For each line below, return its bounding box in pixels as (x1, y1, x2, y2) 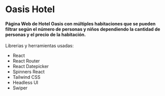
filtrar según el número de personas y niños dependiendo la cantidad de (5, 26, 160, 32)
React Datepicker (12, 63, 49, 70)
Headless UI (12, 80, 39, 86)
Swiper (12, 85, 28, 91)
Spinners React (12, 69, 45, 75)
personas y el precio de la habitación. (5, 31, 86, 38)
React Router (12, 58, 40, 64)
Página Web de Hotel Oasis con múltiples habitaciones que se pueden (5, 20, 156, 26)
